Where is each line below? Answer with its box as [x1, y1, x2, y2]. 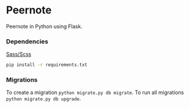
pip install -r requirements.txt [6, 62, 88, 68]
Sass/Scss [6, 51, 32, 58]
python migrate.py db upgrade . [6, 95, 81, 102]
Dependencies [6, 37, 49, 46]
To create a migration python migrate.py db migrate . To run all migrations [6, 89, 184, 96]
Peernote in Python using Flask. [6, 23, 83, 30]
